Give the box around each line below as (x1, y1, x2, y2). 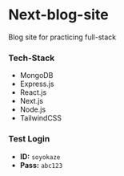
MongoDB (19, 71, 54, 80)
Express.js (19, 79, 54, 89)
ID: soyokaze (19, 151, 61, 162)
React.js (19, 88, 47, 97)
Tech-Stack (8, 52, 55, 63)
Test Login (8, 133, 50, 145)
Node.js (19, 104, 46, 114)
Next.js (19, 96, 44, 106)
